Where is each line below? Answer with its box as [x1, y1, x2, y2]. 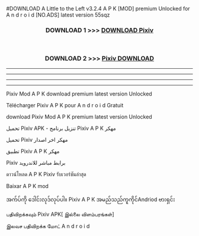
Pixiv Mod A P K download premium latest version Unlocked [6, 90, 152, 97]
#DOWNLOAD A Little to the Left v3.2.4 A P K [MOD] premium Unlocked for [6, 5, 191, 12]
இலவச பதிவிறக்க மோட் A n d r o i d [6, 222, 90, 229]
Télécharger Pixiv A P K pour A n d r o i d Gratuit [6, 101, 124, 109]
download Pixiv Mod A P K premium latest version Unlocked [6, 113, 152, 120]
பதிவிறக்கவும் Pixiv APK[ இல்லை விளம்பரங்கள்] [6, 211, 114, 218]
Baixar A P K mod [6, 182, 49, 189]
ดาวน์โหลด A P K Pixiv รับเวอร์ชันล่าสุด [6, 170, 87, 177]
